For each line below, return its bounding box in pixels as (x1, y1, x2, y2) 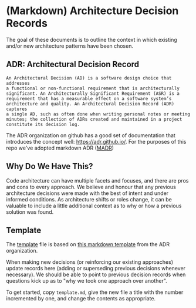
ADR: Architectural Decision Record (6, 59, 140, 69)
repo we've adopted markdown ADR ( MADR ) (6, 144, 114, 151)
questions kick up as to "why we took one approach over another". (6, 277, 167, 284)
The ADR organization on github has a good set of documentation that (6, 131, 176, 139)
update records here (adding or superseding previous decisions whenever (6, 265, 186, 272)
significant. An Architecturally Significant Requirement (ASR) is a (6, 90, 180, 97)
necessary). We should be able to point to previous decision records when (6, 271, 186, 278)
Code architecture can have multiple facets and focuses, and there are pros (6, 177, 189, 184)
